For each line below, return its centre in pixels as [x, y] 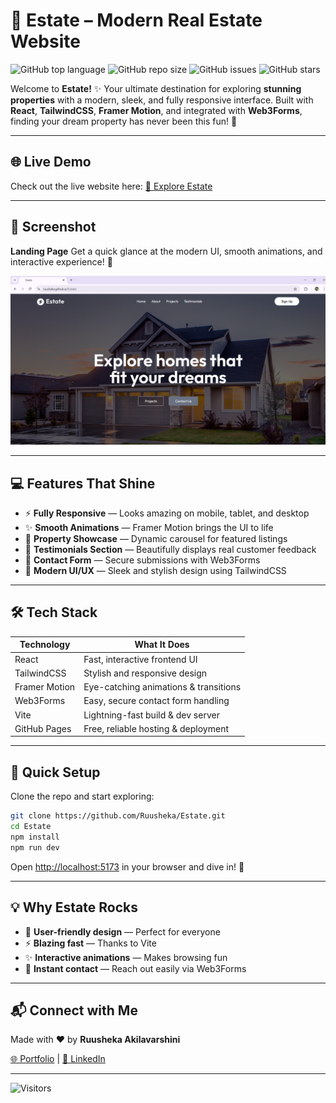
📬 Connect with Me [74, 1010]
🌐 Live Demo [51, 162]
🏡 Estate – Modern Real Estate [136, 20]
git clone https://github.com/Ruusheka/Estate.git [118, 816]
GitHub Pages [43, 728]
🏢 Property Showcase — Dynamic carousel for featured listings [156, 539]
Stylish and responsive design [145, 673]
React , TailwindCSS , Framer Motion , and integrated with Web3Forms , [156, 110]
